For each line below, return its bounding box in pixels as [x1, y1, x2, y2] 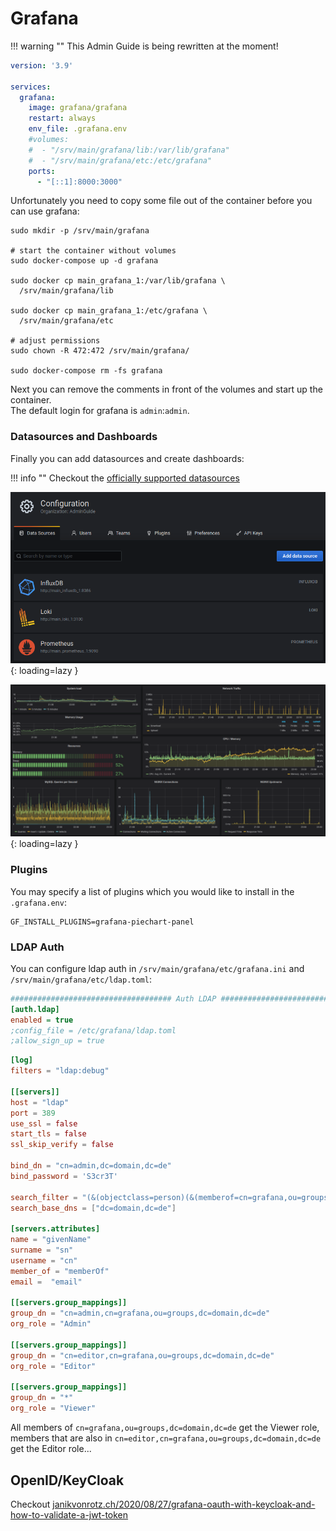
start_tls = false [10, 1129, 87, 1139]
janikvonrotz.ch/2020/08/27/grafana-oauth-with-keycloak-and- [52, 1498, 316, 1510]
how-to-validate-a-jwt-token [10, 1508, 129, 1521]
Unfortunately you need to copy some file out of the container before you [10, 195, 313, 207]
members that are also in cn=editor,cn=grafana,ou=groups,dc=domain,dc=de [10, 1432, 322, 1444]
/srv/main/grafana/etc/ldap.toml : [10, 973, 152, 985]
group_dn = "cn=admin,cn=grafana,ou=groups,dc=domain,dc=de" [10, 1308, 271, 1319]
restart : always [28, 113, 97, 124]
